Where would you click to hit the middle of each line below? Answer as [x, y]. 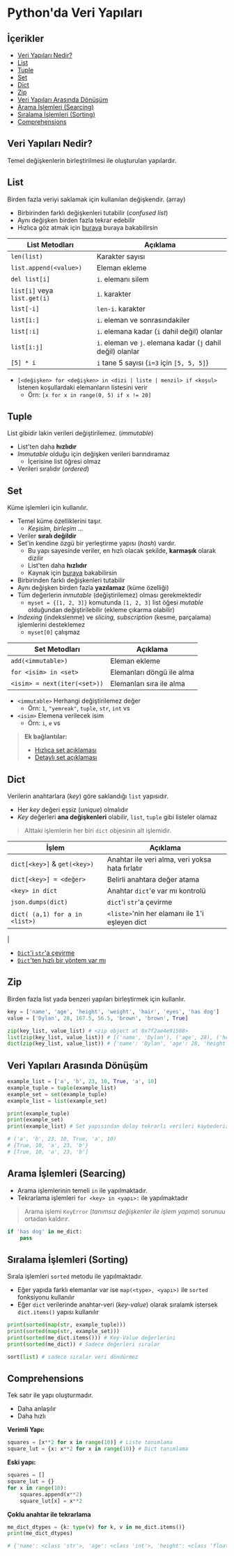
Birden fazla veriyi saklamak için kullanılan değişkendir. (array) [96, 199]
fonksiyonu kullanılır [46, 1298]
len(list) [27, 256]
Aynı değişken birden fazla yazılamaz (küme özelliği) [93, 588]
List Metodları [50, 244]
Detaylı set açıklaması [66, 758]
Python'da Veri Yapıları [75, 13]
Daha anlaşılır [37, 1409]
